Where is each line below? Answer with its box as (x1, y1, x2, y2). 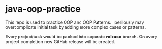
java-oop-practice (5, 3, 81, 14)
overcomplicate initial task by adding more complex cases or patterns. (5, 24, 146, 30)
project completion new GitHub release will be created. (5, 38, 115, 44)
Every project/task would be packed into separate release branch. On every (5, 34, 157, 39)
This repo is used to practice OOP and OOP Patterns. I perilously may (5, 19, 144, 25)
